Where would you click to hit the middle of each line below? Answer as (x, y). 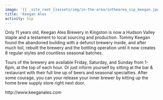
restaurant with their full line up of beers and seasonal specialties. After (76, 73)
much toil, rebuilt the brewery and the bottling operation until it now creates (80, 48)
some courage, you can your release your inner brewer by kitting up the (77, 78)
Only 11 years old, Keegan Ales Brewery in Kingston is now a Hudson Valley (80, 33)
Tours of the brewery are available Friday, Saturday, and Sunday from (74, 62)
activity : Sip (19, 18)
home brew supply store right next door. (45, 83)
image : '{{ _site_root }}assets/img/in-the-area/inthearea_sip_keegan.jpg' (83, 9)
